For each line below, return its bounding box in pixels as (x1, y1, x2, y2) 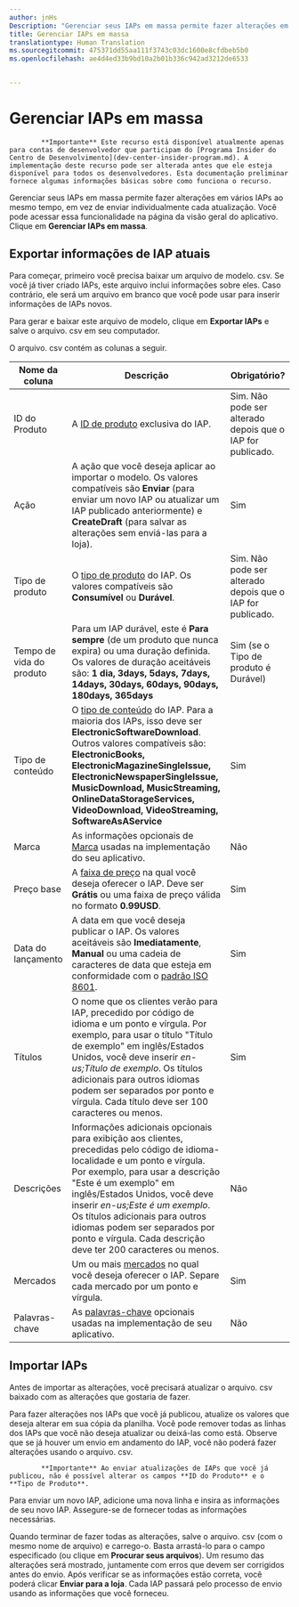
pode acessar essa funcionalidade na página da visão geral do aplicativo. (9, 211, 279, 222)
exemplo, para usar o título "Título (71, 1028, 214, 1041)
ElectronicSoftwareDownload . (71, 726, 202, 738)
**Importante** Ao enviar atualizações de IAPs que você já (41, 1464, 269, 1473)
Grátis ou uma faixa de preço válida (71, 888, 221, 900)
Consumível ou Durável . (71, 591, 175, 604)
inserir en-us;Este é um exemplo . (71, 1198, 211, 1211)
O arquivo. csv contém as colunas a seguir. (9, 342, 167, 353)
